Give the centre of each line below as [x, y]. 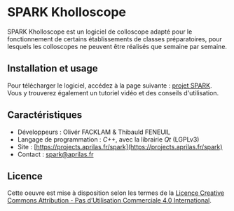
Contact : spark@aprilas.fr [55, 154]
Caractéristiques [45, 115]
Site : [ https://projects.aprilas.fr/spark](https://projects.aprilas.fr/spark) [120, 147]
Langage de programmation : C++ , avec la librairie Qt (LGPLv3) [108, 139]
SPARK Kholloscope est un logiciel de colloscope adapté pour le [100, 32]
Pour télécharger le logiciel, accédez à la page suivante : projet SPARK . [110, 86]
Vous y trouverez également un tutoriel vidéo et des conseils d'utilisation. [113, 93]
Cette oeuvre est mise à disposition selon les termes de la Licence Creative [116, 193]
